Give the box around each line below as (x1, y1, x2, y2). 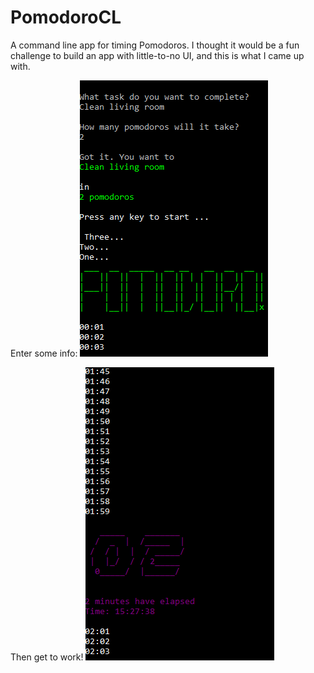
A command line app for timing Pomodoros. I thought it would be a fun (10, 39, 300, 51)
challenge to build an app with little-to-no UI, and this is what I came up (10, 49, 305, 61)
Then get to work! (10, 651, 84, 663)
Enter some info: (10, 347, 78, 359)
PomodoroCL (10, 6, 122, 29)
